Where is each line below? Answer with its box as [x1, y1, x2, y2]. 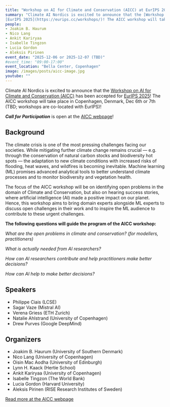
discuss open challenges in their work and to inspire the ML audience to [5, 205, 155, 211]
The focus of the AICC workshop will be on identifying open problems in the [5, 184, 163, 190]
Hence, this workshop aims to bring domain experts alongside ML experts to [5, 200, 164, 206]
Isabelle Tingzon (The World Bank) [12, 376, 85, 382]
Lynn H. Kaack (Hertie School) [12, 365, 76, 371]
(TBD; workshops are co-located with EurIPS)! [5, 104, 102, 110]
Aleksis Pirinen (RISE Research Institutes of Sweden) [12, 386, 122, 392]
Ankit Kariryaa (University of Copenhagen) [12, 370, 102, 376]
